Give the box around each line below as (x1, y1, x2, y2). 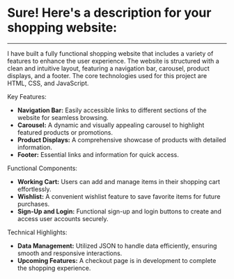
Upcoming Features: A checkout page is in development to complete (17, 256, 217, 264)
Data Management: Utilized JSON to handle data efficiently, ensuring (17, 241, 217, 250)
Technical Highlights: (7, 228, 68, 236)
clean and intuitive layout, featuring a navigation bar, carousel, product (7, 64, 210, 73)
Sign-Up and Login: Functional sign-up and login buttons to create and (17, 207, 221, 216)
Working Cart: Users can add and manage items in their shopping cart (17, 177, 221, 186)
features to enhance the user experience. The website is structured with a (7, 56, 219, 65)
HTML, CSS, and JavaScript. (7, 79, 89, 87)
